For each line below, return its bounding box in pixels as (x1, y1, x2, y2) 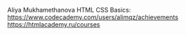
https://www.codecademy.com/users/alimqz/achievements (7, 13, 179, 21)
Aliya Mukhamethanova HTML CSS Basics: (7, 6, 131, 14)
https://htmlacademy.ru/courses (7, 21, 100, 28)
